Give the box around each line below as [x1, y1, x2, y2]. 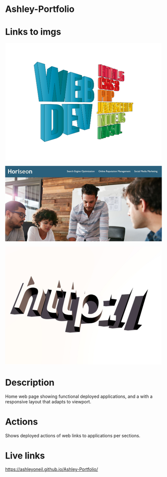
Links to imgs [5, 26, 61, 38]
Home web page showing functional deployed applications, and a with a [5, 393, 153, 399]
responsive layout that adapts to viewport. [5, 398, 91, 404]
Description [5, 377, 55, 388]
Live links [5, 450, 45, 461]
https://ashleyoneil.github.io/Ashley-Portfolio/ [5, 467, 98, 473]
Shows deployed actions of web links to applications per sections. [5, 432, 141, 439]
